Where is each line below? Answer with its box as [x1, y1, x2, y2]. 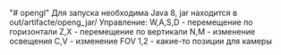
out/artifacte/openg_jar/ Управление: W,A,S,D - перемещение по [9, 17, 253, 27]
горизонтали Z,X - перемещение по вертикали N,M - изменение [9, 27, 256, 36]
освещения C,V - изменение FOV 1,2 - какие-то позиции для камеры [9, 35, 273, 46]
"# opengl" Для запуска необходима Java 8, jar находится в [9, 8, 238, 18]
